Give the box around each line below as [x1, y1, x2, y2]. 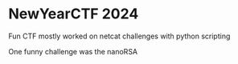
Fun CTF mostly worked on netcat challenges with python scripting [8, 31, 231, 41]
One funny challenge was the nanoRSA [8, 46, 138, 56]
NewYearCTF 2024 [8, 5, 139, 23]
